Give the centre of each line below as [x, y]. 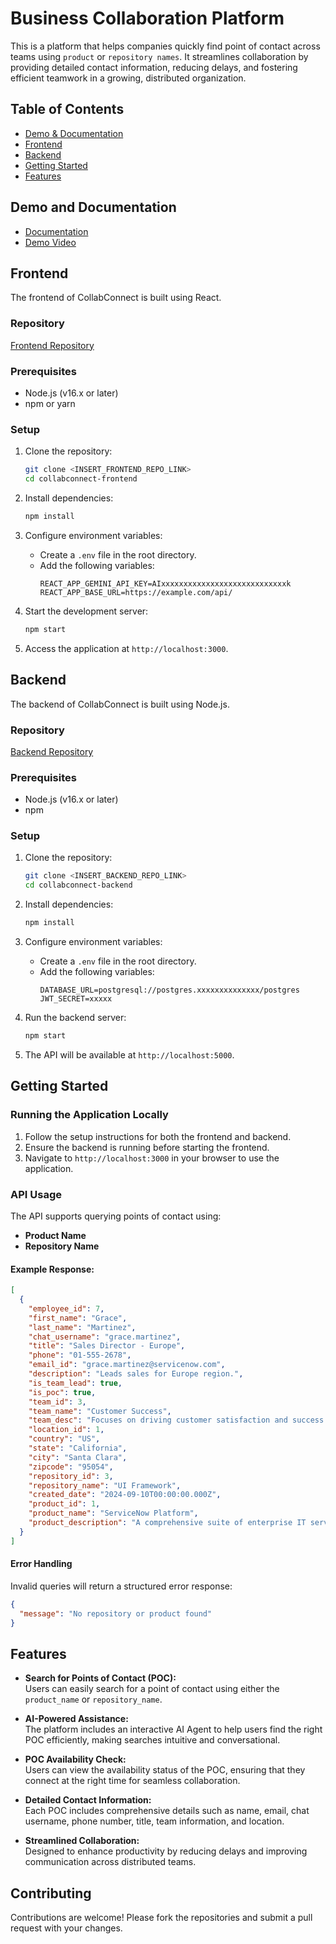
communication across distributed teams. [110, 1862]
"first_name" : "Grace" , [78, 1318]
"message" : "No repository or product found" [116, 1613]
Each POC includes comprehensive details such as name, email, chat [167, 1811]
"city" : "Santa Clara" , [78, 1457]
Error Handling [41, 1564]
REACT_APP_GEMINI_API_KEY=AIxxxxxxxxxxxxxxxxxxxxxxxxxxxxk [165, 583]
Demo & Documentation [74, 133]
